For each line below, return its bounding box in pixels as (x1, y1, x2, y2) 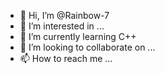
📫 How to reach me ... (19, 53, 113, 64)
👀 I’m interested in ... (19, 20, 105, 32)
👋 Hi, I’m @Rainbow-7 (19, 10, 110, 21)
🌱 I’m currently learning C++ (19, 31, 137, 42)
